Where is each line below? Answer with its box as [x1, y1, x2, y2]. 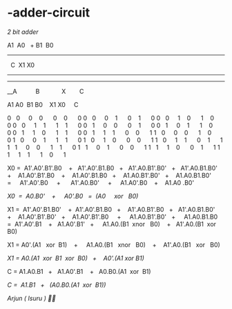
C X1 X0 [10, 61, 35, 69]
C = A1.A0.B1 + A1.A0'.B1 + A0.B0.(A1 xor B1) [7, 267, 151, 275]
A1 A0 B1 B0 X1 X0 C [7, 100, 79, 108]
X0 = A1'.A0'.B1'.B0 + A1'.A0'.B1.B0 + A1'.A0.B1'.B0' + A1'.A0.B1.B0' [7, 163, 217, 172]
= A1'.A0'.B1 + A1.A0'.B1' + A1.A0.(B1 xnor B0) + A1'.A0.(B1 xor [7, 219, 216, 228]
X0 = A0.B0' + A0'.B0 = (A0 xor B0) [7, 192, 139, 200]
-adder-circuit [7, 5, 90, 21]
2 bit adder [7, 28, 39, 36]
